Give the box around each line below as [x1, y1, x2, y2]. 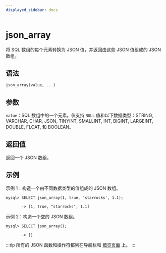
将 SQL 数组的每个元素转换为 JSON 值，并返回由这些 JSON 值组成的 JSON [6, 46, 161, 53]
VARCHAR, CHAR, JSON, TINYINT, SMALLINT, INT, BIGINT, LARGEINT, [6, 118, 153, 124]
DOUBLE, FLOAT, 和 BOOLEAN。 [6, 124, 74, 130]
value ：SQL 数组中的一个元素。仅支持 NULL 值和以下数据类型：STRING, [6, 112, 153, 119]
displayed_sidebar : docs [6, 7, 58, 13]
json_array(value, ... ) [6, 83, 56, 88]
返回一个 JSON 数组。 [6, 155, 52, 161]
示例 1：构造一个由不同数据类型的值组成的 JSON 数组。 [6, 185, 121, 191]
